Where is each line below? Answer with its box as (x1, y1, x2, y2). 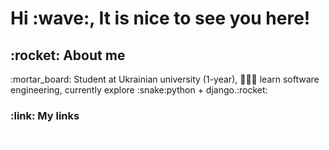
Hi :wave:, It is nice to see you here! (10, 7, 311, 30)
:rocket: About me (10, 47, 126, 64)
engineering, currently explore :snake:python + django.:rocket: (10, 84, 268, 96)
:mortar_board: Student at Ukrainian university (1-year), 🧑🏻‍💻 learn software (10, 73, 320, 85)
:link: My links (10, 108, 80, 122)
